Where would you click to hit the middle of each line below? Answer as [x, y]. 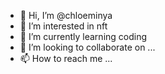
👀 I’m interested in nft [63, 26]
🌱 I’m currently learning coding [83, 36]
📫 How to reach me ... [66, 58]
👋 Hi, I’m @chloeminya [66, 15]
